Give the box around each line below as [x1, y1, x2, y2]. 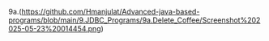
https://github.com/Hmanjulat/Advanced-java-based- [21, 7, 200, 16]
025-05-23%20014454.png [8, 24, 101, 33]
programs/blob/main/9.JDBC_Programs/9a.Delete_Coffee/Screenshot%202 [8, 15, 261, 25]
